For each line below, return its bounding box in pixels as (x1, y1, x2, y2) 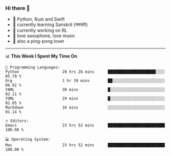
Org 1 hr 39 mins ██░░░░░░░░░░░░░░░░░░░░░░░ (5, 79, 165, 84)
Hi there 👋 (5, 5, 31, 12)
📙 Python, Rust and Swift (12, 16, 65, 22)
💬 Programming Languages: (5, 65, 60, 70)
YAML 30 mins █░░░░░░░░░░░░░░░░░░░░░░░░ (5, 87, 165, 92)
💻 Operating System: (5, 137, 51, 142)
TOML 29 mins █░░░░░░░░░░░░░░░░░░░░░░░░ (5, 96, 165, 101)
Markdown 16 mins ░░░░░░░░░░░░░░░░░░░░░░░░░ (5, 105, 165, 110)
